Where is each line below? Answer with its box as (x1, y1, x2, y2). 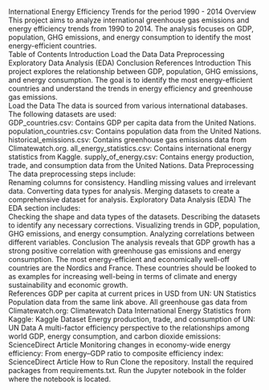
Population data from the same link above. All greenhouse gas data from (8, 298, 247, 306)
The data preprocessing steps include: (8, 169, 137, 179)
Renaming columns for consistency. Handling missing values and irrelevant (8, 178, 257, 187)
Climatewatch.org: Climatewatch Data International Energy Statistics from (8, 306, 251, 315)
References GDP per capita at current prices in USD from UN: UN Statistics (8, 289, 257, 298)
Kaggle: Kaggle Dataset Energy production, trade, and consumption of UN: (8, 314, 255, 324)
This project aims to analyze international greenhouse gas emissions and (8, 15, 250, 25)
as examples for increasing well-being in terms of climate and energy (8, 272, 238, 281)
